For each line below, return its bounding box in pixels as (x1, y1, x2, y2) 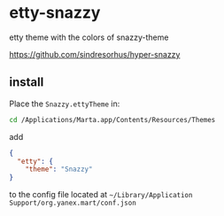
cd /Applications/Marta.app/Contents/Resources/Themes (9, 115, 216, 124)
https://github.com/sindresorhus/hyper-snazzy (9, 49, 181, 59)
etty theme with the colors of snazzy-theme (9, 32, 169, 42)
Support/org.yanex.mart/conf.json (9, 198, 137, 208)
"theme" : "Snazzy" (25, 165, 93, 174)
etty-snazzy (9, 3, 101, 23)
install (9, 74, 44, 90)
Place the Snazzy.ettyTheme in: (9, 98, 120, 109)
